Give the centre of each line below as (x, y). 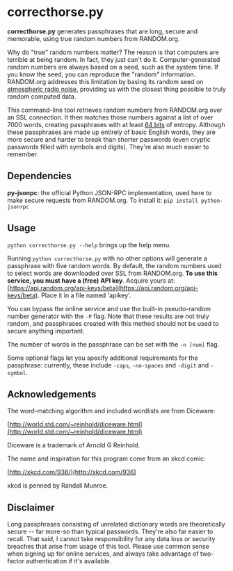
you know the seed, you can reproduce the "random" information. (102, 74)
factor (16, 561)
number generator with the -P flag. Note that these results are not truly (109, 316)
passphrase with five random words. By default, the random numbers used (114, 265)
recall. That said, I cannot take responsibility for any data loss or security (111, 539)
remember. (23, 154)
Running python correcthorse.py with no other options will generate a (107, 258)
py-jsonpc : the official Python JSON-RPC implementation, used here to (110, 192)
